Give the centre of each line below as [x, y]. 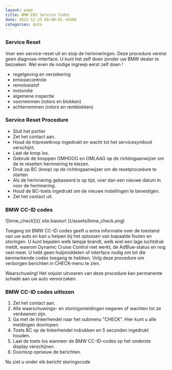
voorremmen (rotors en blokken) [47, 101]
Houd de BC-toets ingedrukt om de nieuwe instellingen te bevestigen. [86, 191]
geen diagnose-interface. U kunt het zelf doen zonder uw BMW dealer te [82, 59]
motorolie [23, 91]
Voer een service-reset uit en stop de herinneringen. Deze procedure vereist [86, 53]
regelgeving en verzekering [41, 74]
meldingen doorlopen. [36, 325]
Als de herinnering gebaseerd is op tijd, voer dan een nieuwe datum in [87, 180]
